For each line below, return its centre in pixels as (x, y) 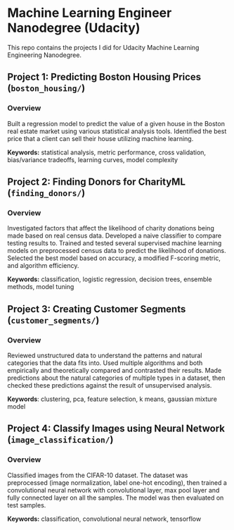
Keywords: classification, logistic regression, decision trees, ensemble (110, 279)
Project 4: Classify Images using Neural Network (116, 429)
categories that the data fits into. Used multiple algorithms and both (105, 363)
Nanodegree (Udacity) (74, 28)
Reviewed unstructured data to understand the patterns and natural (105, 355)
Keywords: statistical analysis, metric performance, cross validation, (106, 152)
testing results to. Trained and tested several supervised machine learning (115, 243)
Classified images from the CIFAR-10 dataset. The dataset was (98, 475)
